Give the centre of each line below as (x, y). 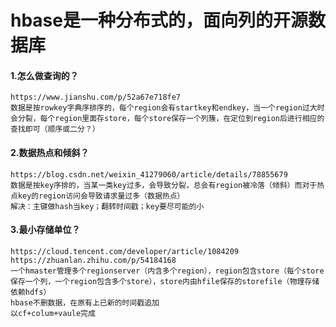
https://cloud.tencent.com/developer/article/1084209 (125, 251)
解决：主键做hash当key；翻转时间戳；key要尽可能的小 (107, 206)
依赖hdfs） (31, 292)
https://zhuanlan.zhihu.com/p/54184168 (93, 260)
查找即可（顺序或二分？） (55, 129)
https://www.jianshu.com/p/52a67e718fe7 (96, 97)
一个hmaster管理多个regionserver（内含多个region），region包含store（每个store (167, 271)
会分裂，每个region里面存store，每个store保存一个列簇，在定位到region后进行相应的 (167, 119)
